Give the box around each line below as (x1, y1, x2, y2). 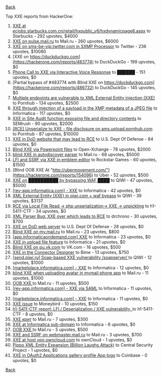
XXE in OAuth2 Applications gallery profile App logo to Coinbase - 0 (12, 352, 148, 358)
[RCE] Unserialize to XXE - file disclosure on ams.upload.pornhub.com (12, 126, 153, 131)
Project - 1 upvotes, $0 (12, 347, 58, 353)
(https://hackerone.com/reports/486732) (12, 85, 94, 90)
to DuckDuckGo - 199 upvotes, (94, 59, 156, 64)
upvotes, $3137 (12, 198, 43, 204)
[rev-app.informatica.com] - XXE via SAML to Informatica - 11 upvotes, (12, 285, 152, 291)
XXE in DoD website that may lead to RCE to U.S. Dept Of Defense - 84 (12, 136, 153, 142)
